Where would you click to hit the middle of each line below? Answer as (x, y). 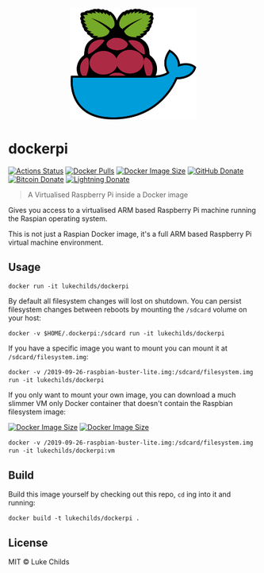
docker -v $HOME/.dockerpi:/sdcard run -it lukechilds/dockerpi (117, 334)
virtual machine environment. (56, 242)
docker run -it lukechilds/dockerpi (69, 286)
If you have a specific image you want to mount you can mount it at (118, 348)
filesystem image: (37, 412)
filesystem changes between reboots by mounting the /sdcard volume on (128, 310)
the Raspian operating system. (58, 219)
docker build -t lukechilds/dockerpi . (74, 519)
